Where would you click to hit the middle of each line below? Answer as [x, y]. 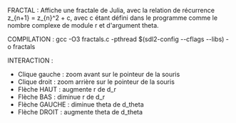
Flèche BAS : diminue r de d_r [61, 97]
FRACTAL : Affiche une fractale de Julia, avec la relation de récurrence [111, 10]
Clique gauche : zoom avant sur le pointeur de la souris [99, 74]
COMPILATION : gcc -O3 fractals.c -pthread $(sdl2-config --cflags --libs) [116, 39]
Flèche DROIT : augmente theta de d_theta [80, 112]
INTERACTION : [30, 60]
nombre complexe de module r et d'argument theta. [83, 25]
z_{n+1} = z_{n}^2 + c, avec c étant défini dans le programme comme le [113, 18]
